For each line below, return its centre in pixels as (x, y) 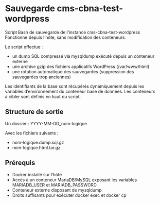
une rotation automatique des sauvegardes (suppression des (73, 71)
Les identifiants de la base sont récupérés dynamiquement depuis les (75, 86)
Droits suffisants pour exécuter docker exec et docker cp (69, 195)
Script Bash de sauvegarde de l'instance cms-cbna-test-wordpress (72, 32)
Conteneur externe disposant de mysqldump (57, 190)
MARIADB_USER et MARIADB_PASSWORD (54, 185)
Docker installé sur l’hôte (37, 174)
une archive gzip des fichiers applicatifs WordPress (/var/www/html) (81, 67)
